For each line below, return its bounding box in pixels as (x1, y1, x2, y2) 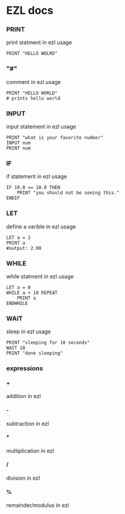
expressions (6, 364, 43, 373)
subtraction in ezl (6, 420, 49, 427)
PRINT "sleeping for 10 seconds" (6, 339, 90, 346)
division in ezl (6, 475, 40, 481)
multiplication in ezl (6, 447, 54, 454)
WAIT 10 (6, 345, 26, 351)
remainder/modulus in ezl (6, 502, 69, 509)
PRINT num (6, 146, 31, 152)
